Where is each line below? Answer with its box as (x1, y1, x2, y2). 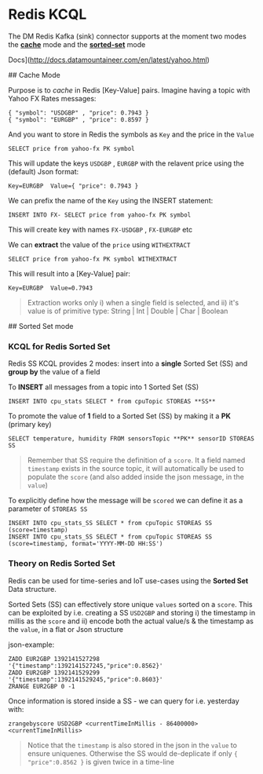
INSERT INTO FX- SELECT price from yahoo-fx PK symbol (8, 210, 192, 219)
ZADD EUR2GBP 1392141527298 (8, 655, 100, 663)
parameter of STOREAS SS (8, 504, 88, 513)
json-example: (8, 640, 55, 649)
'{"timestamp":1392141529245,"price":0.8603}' (8, 675, 163, 684)
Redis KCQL (8, 5, 87, 24)
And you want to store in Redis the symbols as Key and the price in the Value (8, 130, 254, 139)
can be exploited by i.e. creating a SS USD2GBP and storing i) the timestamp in (8, 608, 256, 617)
